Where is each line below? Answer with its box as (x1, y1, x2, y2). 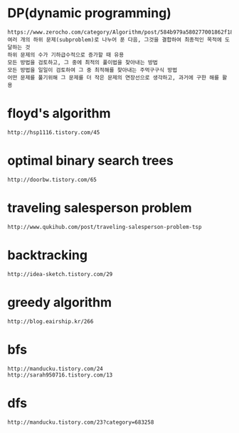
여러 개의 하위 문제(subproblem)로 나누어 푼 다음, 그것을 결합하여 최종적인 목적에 (7, 36, 222, 44)
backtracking (7, 247, 87, 263)
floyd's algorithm (7, 106, 112, 122)
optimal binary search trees (7, 153, 174, 169)
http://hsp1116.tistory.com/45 (7, 128, 100, 136)
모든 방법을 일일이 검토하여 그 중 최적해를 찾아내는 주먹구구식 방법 (7, 66, 178, 73)
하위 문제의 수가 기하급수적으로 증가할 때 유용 (7, 51, 124, 58)
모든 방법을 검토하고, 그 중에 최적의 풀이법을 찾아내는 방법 (7, 58, 158, 66)
